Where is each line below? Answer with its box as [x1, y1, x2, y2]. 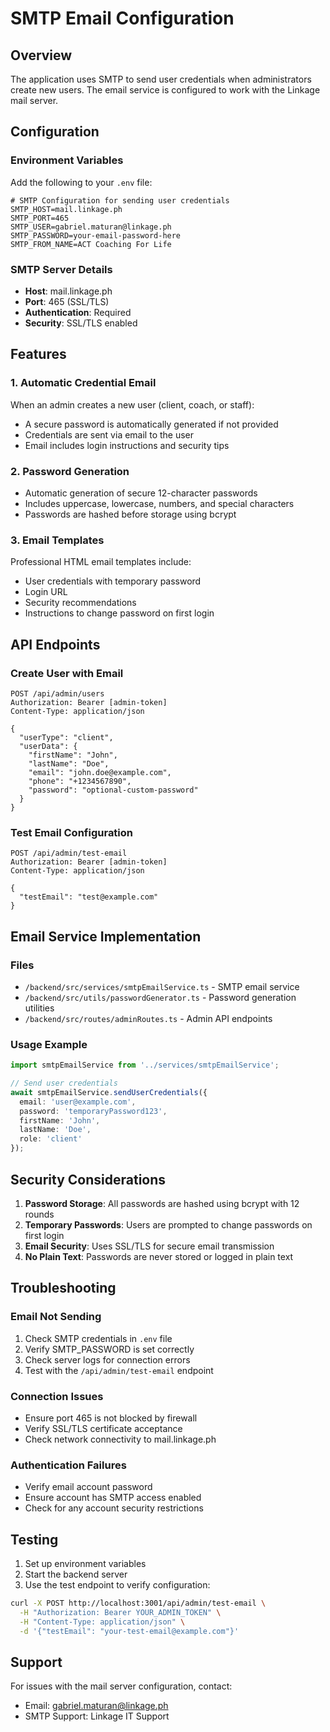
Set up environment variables [24, 1558, 147, 1570]
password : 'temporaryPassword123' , [19, 1106, 168, 1116]
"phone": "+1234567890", [28, 776, 132, 786]
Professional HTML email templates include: [10, 556, 192, 568]
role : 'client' [19, 1134, 83, 1144]
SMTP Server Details [10, 262, 113, 276]
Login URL [24, 586, 68, 598]
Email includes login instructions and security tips [24, 439, 230, 451]
